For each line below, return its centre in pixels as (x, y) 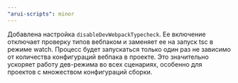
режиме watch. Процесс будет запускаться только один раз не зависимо (119, 49)
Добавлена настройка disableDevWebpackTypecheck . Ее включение (107, 34)
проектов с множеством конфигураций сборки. (80, 72)
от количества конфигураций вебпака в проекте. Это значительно (108, 57)
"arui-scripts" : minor (41, 14)
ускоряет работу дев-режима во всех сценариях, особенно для (105, 64)
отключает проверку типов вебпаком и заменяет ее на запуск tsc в (110, 41)
